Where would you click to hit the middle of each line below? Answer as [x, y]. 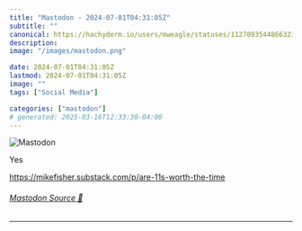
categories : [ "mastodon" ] [58, 109]
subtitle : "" [34, 26]
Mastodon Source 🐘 [46, 198]
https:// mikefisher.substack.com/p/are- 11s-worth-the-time [117, 177]
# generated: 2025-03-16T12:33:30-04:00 [86, 117]
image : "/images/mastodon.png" [68, 51]
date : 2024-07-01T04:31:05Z [62, 67]
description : [34, 43]
